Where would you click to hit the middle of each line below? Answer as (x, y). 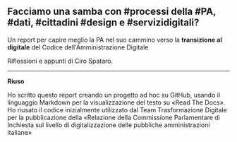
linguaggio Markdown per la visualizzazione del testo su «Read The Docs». (116, 102)
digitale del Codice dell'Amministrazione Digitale (78, 47)
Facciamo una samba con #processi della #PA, (112, 12)
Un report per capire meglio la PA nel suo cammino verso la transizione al (115, 40)
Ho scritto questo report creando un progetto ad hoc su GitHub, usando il (114, 95)
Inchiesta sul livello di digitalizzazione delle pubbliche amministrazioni (109, 125)
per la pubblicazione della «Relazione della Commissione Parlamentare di (114, 117)
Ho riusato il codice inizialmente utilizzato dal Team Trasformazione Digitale (117, 110)
